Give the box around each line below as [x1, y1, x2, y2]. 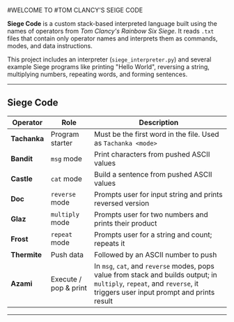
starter [51, 138, 73, 147]
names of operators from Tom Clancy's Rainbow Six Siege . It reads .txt [7, 27, 214, 35]
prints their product [93, 218, 157, 228]
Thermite [10, 249, 42, 259]
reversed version [93, 198, 150, 208]
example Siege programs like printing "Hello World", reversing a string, [7, 63, 210, 71]
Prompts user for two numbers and [93, 210, 208, 219]
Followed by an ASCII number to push [93, 249, 217, 259]
